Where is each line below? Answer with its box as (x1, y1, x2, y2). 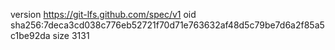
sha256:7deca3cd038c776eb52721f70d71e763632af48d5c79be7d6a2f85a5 (10, 19, 325, 31)
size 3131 (52, 30, 90, 41)
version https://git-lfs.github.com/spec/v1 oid (10, 9, 197, 20)
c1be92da (10, 30, 51, 41)
